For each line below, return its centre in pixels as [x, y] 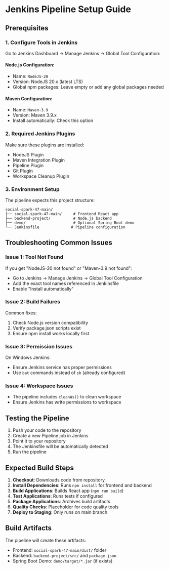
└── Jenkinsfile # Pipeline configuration [65, 227]
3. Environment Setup [32, 189]
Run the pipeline [30, 452]
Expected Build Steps [40, 468]
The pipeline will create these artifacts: [46, 540]
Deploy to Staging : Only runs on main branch [60, 512]
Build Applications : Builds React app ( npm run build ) [68, 491]
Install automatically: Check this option [53, 120]
